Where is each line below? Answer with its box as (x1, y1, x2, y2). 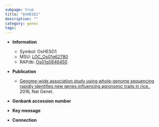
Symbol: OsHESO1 (19, 49, 57, 55)
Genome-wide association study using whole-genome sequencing (19, 78, 155, 84)
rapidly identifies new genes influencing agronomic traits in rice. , (19, 83, 151, 89)
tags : (5, 26, 16, 31)
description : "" (5, 16, 38, 21)
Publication (12, 68, 36, 74)
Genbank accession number (12, 98, 71, 104)
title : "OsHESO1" (5, 12, 41, 17)
